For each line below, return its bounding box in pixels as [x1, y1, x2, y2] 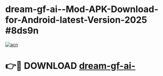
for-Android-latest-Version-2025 [5, 14, 147, 26]
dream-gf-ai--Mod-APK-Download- [5, 4, 159, 15]
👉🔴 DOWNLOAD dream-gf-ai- [5, 60, 136, 71]
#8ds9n [5, 25, 39, 36]
